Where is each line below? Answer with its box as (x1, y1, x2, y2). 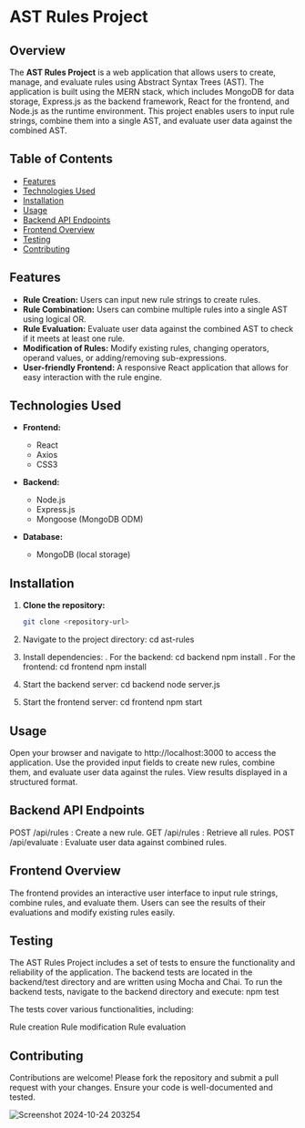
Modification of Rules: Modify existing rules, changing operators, (22, 342, 270, 353)
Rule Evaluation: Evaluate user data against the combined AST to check (22, 323, 294, 334)
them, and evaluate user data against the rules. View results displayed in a (9, 766, 289, 777)
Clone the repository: (22, 600, 106, 611)
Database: (22, 532, 64, 543)
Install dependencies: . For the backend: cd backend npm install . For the (22, 652, 296, 663)
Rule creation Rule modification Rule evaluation (9, 1021, 187, 1032)
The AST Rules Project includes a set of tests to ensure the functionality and (9, 957, 296, 968)
